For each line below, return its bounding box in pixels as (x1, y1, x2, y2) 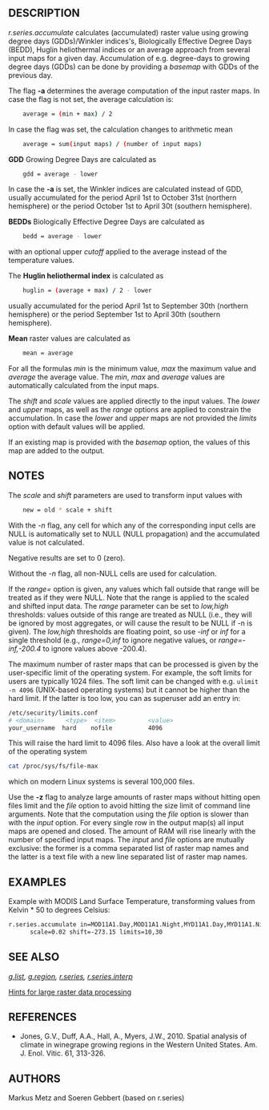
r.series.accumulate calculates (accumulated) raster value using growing (8, 27, 249, 37)
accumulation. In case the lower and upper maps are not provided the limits (8, 413, 258, 423)
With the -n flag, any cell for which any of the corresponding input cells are (8, 521, 256, 530)
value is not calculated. (8, 537, 85, 547)
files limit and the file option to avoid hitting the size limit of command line (8, 801, 251, 811)
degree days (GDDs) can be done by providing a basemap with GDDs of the (8, 62, 259, 71)
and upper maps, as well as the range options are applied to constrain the (8, 405, 251, 415)
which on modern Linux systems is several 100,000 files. (8, 777, 195, 787)
